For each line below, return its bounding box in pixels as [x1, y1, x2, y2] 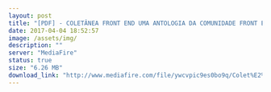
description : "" [8, 42, 63, 50]
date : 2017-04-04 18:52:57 [8, 26, 99, 34]
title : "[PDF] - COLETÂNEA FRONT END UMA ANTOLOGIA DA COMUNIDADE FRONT [8, 19, 258, 27]
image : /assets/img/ [8, 34, 78, 42]
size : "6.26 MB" [8, 64, 63, 72]
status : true [8, 57, 52, 65]
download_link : [8, 71, 60, 79]
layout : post [8, 11, 52, 20]
